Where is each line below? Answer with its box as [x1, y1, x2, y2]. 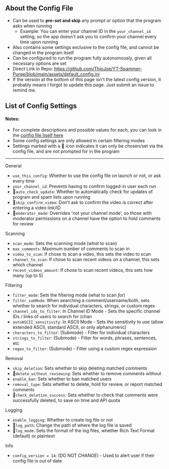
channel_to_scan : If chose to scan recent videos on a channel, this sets [12, 257, 159, 263]
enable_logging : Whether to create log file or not [12, 417, 113, 423]
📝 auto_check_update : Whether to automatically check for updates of [12, 189, 153, 195]
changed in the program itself [12, 49, 74, 55]
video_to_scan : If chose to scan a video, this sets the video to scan [12, 251, 151, 257]
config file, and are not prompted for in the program [12, 148, 120, 154]
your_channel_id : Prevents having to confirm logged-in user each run [12, 184, 156, 190]
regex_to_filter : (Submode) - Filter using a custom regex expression [12, 345, 157, 352]
